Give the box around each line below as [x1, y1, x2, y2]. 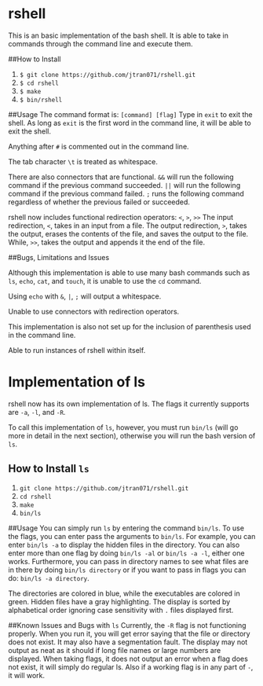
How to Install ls [8, 462, 90, 475]
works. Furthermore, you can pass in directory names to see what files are [8, 556, 249, 566]
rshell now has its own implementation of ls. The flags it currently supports [8, 398, 250, 409]
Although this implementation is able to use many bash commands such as [8, 268, 250, 277]
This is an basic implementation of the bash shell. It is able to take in [8, 31, 229, 40]
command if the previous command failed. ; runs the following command [8, 189, 245, 198]
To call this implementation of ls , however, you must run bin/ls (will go [8, 422, 239, 432]
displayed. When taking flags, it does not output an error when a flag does [8, 654, 249, 663]
